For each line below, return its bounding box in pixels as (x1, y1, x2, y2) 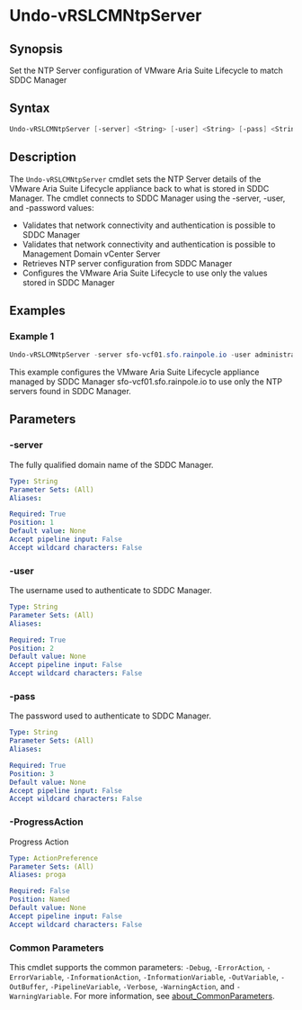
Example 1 (9, 329, 55, 342)
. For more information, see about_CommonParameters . (69, 990, 276, 1001)
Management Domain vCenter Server (22, 248, 161, 259)
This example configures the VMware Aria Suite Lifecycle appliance (9, 366, 260, 378)
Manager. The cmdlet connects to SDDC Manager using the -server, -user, (9, 193, 286, 203)
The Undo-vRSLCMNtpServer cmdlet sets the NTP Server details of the (9, 173, 262, 185)
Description (9, 149, 76, 165)
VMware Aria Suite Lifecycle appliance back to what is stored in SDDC (9, 183, 270, 194)
